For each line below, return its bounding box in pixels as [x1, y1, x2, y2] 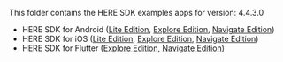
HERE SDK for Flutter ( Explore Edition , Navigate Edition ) [21, 43, 226, 53]
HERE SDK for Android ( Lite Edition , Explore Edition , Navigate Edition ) [21, 24, 275, 34]
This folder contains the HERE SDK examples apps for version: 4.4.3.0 [9, 8, 264, 17]
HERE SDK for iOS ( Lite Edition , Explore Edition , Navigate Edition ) [21, 34, 259, 44]
